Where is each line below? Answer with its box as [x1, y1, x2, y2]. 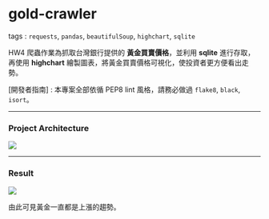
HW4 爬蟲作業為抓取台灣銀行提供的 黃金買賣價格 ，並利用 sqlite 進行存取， [8, 47, 255, 57]
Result [8, 168, 34, 179]
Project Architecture [8, 122, 90, 133]
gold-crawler [8, 5, 98, 23]
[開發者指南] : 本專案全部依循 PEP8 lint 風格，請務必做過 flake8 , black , [8, 85, 241, 94]
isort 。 [8, 94, 34, 104]
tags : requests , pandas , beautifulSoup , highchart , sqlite [8, 31, 196, 41]
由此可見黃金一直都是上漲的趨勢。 [8, 201, 121, 212]
